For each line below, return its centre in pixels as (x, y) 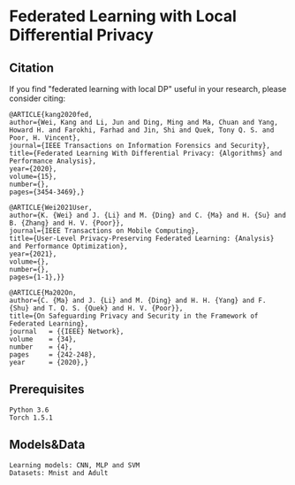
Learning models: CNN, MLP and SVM (75, 465)
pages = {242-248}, (53, 355)
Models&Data (47, 445)
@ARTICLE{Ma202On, (43, 293)
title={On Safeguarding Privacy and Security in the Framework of (134, 316)
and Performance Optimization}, (68, 246)
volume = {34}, (43, 339)
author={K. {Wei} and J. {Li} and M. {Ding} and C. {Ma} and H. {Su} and (148, 215)
